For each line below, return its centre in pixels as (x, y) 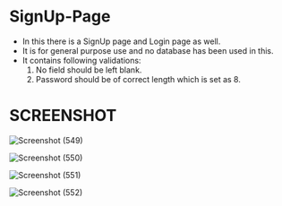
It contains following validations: (81, 60)
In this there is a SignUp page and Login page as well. (121, 41)
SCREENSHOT (63, 116)
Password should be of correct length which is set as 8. (138, 79)
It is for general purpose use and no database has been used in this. (148, 50)
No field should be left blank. (89, 70)
